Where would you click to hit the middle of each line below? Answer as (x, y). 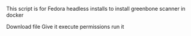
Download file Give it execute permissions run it (65, 27)
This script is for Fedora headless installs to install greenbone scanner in (96, 9)
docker (15, 15)
